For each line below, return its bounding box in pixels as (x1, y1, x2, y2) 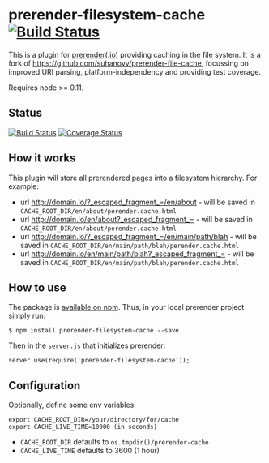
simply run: (8, 311, 46, 321)
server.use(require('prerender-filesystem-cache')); (8, 357, 190, 365)
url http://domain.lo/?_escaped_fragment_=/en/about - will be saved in (19, 197, 256, 207)
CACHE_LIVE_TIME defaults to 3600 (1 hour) (19, 446, 160, 456)
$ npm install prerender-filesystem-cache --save (8, 327, 180, 335)
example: (8, 181, 39, 191)
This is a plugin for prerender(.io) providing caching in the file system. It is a (8, 49, 261, 59)
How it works (8, 152, 76, 165)
